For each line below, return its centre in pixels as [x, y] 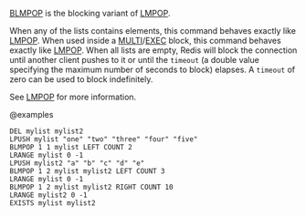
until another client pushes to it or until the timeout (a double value [135, 60]
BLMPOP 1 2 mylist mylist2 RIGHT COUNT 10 [91, 187]
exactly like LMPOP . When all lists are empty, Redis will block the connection [153, 50]
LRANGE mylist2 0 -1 [49, 195]
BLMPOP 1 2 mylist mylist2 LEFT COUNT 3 [88, 171]
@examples [32, 114]
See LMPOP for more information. [73, 97]
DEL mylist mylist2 [47, 131]
